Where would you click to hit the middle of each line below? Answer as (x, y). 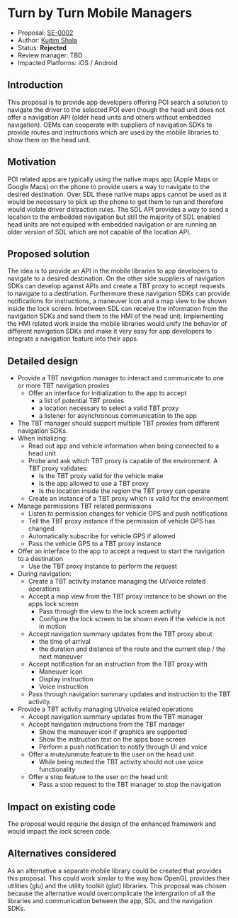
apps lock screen (53, 604)
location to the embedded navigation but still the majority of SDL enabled (114, 217)
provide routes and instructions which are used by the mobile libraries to (113, 132)
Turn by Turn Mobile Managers (100, 13)
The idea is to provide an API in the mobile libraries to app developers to (113, 271)
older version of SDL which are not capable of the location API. (99, 232)
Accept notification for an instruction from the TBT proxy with (118, 664)
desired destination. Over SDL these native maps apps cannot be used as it (117, 194)
